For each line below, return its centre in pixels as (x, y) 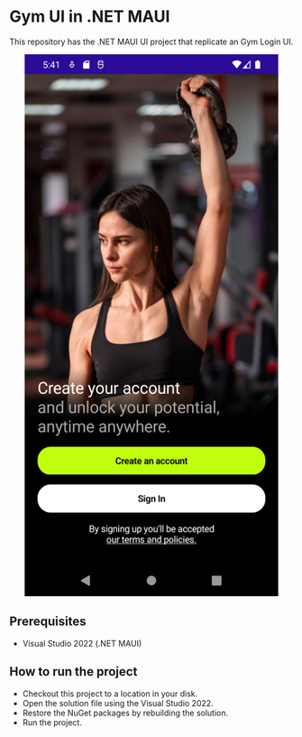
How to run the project (73, 672)
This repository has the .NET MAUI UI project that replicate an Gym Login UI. (151, 42)
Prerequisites (48, 622)
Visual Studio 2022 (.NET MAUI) (82, 643)
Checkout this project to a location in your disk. (110, 694)
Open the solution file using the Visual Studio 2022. (118, 703)
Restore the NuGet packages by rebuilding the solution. (125, 713)
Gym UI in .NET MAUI (90, 17)
